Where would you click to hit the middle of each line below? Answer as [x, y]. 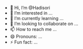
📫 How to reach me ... [33, 29]
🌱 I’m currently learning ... [37, 18]
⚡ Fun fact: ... [24, 42]
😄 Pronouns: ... [26, 36]
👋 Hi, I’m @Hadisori [30, 8]
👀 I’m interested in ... [31, 13]
